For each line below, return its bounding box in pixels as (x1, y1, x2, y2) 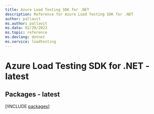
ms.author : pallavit (5, 21, 48, 26)
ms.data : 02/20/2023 (5, 26, 48, 30)
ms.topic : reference (5, 30, 48, 35)
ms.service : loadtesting (5, 39, 56, 44)
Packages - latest (5, 90, 60, 99)
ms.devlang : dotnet (5, 35, 45, 40)
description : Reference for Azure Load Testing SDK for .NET (5, 12, 134, 17)
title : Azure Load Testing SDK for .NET (5, 7, 90, 12)
